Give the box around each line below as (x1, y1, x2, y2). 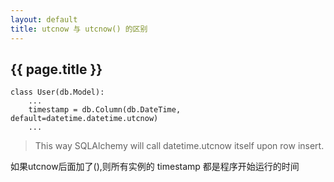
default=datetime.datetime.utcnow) (10, 114, 159, 124)
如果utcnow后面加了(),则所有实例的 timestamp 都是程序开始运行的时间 (10, 161, 300, 173)
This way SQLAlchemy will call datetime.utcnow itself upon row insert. (34, 140, 325, 152)
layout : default (10, 14, 78, 25)
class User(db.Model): (10, 87, 105, 98)
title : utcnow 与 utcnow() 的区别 (10, 24, 148, 34)
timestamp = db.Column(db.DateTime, (28, 105, 182, 115)
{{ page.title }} (10, 61, 103, 78)
